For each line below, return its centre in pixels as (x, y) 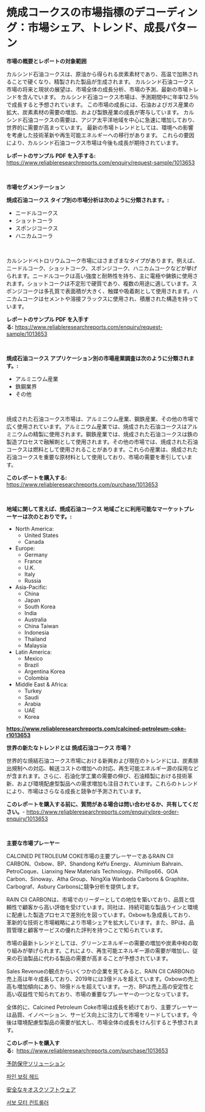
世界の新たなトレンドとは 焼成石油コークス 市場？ (69, 748)
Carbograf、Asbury (31, 886)
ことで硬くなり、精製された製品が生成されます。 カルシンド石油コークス (103, 81)
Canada (34, 541)
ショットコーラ (34, 220)
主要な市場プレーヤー (33, 843)
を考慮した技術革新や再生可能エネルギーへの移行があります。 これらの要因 (100, 135)
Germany (36, 554)
